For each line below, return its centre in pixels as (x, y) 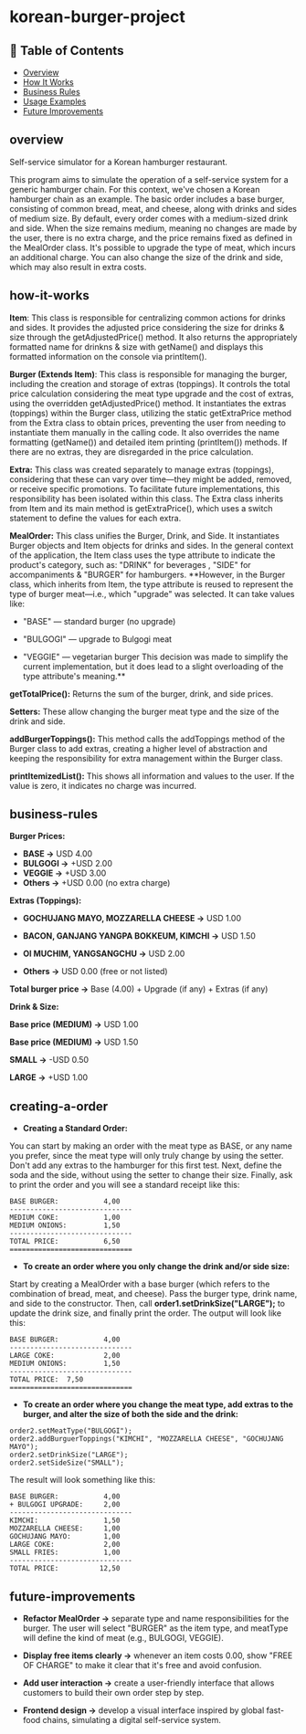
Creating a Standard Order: (75, 1129)
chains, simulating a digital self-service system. (132, 1720)
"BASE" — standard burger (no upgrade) (99, 621)
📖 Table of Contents (67, 51)
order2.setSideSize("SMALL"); (67, 1463)
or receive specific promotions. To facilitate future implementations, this (145, 489)
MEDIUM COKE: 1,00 (65, 1218)
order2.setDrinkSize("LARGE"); (69, 1455)
